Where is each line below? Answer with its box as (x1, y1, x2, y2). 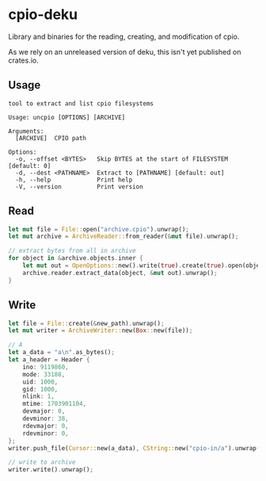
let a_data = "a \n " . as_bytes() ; (8, 349, 115, 357)
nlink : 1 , (22, 392, 55, 401)
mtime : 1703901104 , (22, 400, 87, 408)
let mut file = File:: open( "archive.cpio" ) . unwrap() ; (8, 225, 190, 233)
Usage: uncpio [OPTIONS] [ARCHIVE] (8, 113, 126, 121)
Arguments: (8, 127, 44, 136)
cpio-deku (8, 6, 78, 24)
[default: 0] (8, 162, 51, 170)
